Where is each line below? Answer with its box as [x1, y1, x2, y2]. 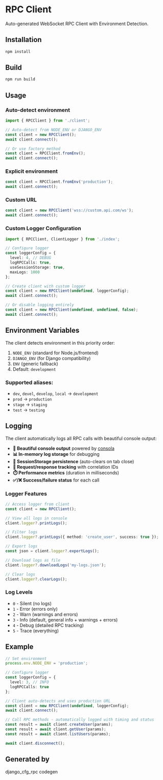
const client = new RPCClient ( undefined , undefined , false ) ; [5, 307, 138, 312]
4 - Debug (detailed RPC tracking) [12, 622, 84, 628]
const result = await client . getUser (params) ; [5, 727, 106, 732]
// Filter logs [5, 530, 38, 535]
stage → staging [12, 401, 48, 407]
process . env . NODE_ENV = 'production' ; [5, 661, 88, 666]
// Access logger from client [5, 502, 70, 507]
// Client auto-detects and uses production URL [5, 698, 111, 704]
